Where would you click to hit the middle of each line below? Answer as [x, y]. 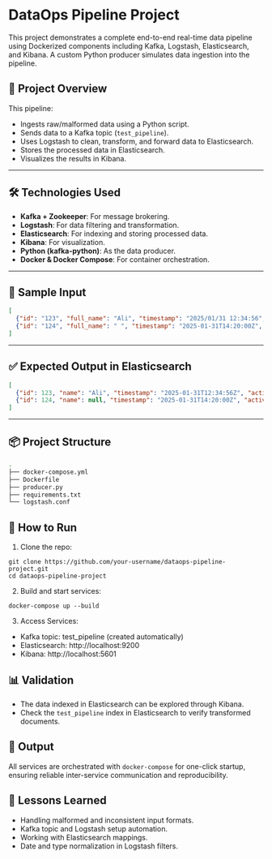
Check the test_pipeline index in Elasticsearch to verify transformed [135, 712]
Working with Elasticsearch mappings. [84, 837]
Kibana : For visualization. [62, 242]
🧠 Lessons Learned [57, 801]
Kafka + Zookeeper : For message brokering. [95, 216]
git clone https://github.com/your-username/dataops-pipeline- [117, 562]
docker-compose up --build [54, 606]
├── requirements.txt [45, 495]
